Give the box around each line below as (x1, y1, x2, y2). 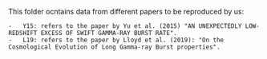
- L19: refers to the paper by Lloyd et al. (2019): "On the (8, 36, 225, 44)
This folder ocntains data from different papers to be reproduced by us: (8, 7, 245, 16)
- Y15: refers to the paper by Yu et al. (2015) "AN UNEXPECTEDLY (8, 22, 242, 30)
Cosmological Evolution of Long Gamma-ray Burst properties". (8, 43, 220, 51)
